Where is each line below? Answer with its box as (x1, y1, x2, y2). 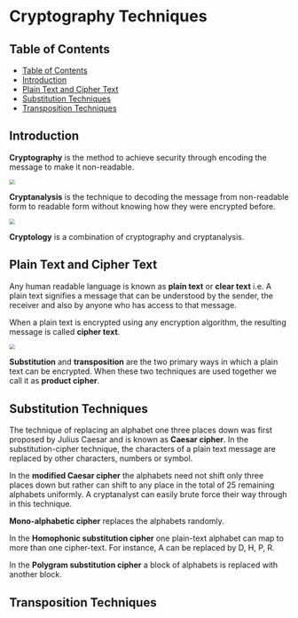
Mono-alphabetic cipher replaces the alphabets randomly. (9, 516, 224, 527)
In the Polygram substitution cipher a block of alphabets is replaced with (9, 559, 278, 570)
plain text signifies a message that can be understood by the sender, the (9, 290, 273, 301)
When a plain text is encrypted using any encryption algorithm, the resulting (9, 317, 286, 328)
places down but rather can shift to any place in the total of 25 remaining (9, 479, 275, 490)
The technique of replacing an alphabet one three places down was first (9, 424, 272, 436)
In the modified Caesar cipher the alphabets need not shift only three (9, 471, 264, 481)
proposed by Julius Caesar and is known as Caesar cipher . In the (9, 434, 249, 445)
